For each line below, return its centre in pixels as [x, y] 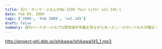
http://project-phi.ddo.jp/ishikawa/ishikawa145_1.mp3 [58, 41]
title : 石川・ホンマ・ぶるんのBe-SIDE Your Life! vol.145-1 [63, 9]
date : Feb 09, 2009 [25, 14]
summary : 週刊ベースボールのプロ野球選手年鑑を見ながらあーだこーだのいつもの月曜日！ [82, 28]
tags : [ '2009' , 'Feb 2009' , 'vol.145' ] [45, 18]
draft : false [18, 23]
